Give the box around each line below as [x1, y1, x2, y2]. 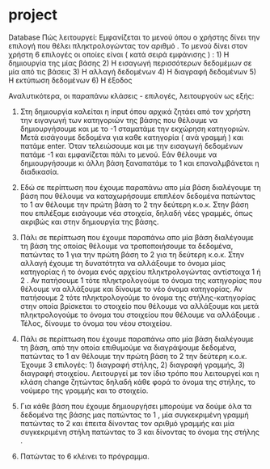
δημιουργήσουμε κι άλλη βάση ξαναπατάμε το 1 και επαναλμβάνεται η [19, 158, 260, 167]
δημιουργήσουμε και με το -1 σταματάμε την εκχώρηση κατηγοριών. [19, 124, 251, 133]
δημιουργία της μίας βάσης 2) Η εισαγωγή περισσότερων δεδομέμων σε [8, 58, 252, 68]
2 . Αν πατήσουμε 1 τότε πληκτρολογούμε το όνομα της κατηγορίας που [19, 275, 263, 285]
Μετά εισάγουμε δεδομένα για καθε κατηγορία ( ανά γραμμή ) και [19, 132, 244, 142]
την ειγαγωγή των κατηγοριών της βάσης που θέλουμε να [19, 115, 218, 125]
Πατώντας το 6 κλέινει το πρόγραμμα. [19, 451, 150, 461]
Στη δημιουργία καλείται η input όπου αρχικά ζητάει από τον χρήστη [19, 107, 251, 116]
